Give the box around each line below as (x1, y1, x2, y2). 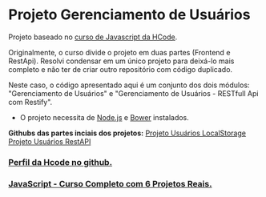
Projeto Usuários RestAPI (8, 136, 91, 146)
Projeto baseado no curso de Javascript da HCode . (8, 32, 178, 42)
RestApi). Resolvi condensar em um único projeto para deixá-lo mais (8, 56, 235, 66)
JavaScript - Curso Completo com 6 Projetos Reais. (8, 178, 212, 189)
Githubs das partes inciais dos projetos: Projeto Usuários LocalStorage (8, 128, 247, 138)
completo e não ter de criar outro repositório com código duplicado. (8, 64, 233, 74)
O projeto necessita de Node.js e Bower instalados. (19, 112, 190, 122)
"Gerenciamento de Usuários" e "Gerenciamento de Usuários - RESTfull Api (8, 88, 259, 98)
